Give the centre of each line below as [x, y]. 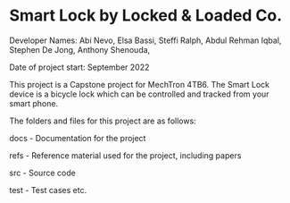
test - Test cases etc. [48, 190]
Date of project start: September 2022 [79, 67]
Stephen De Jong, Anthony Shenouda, [80, 49]
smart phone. [34, 103]
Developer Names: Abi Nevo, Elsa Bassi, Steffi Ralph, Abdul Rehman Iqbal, [145, 40]
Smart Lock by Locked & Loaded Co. [146, 16]
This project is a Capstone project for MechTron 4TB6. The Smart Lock [140, 84]
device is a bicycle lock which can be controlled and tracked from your [139, 94]
